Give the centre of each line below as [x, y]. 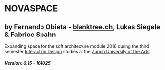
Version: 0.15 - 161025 [28, 63]
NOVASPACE [31, 9]
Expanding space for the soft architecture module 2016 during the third [77, 46]
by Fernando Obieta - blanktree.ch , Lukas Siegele [82, 27]
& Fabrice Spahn [30, 34]
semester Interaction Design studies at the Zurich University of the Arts [77, 52]
